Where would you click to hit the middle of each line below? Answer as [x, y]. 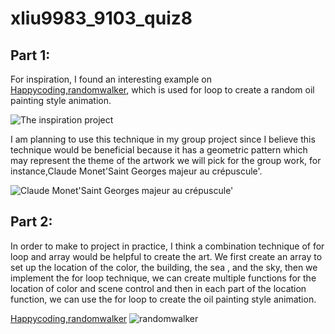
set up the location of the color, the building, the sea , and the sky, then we [164, 267]
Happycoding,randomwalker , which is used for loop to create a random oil [162, 90]
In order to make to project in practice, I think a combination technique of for [167, 246]
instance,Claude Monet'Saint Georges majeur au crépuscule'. [136, 171]
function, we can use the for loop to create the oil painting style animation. [163, 299]
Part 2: [31, 222]
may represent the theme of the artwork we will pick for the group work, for [166, 160]
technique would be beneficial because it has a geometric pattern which [159, 150]
